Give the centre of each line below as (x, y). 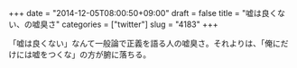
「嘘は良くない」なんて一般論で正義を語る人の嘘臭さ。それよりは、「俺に (145, 43)
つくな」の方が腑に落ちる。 (99, 55)
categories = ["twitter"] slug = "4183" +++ (140, 24)
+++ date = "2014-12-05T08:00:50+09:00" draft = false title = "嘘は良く (143, 13)
